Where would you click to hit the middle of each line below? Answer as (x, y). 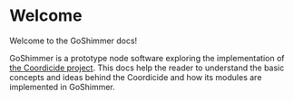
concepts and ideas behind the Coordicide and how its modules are (136, 77)
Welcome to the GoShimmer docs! (73, 41)
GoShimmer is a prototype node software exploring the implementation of (147, 58)
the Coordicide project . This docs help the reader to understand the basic (147, 68)
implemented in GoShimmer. (62, 87)
